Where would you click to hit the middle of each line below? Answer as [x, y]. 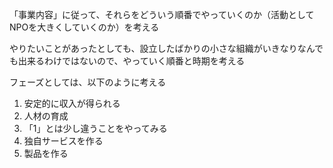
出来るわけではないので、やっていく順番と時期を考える [131, 61]
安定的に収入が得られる [72, 103]
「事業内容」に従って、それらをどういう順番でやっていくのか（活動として [162, 14]
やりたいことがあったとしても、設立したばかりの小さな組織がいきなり [153, 48]
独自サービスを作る [63, 141]
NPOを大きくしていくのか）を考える [84, 27]
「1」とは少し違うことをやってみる [95, 128]
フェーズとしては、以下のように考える [88, 82]
